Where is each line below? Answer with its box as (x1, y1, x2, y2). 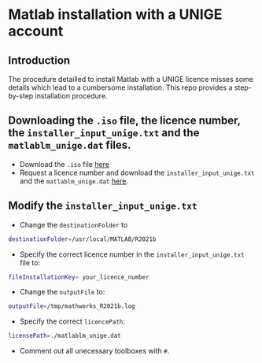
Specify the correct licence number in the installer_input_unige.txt (19, 250, 245, 259)
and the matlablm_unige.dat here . (19, 176, 128, 186)
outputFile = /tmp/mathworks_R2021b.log (8, 302, 135, 310)
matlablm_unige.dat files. (8, 139, 131, 152)
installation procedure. (35, 91, 108, 100)
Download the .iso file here (19, 159, 110, 169)
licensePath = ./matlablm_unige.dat (8, 332, 122, 340)
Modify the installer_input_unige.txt (8, 199, 198, 213)
